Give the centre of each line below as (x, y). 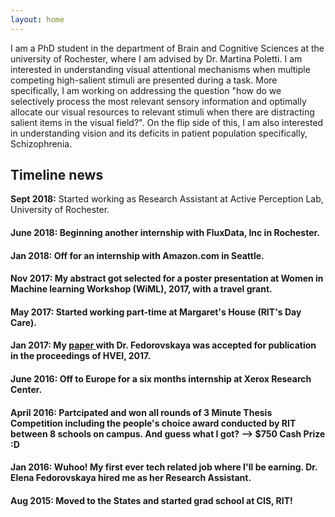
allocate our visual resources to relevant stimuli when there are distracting (162, 112)
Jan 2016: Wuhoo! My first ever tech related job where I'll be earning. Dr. (164, 467)
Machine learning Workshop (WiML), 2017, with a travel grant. (141, 289)
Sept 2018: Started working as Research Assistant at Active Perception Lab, (167, 199)
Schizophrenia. (41, 143)
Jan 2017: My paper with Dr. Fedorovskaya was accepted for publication (163, 345)
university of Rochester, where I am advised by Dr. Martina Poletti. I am (156, 58)
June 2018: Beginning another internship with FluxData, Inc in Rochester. (165, 233)
